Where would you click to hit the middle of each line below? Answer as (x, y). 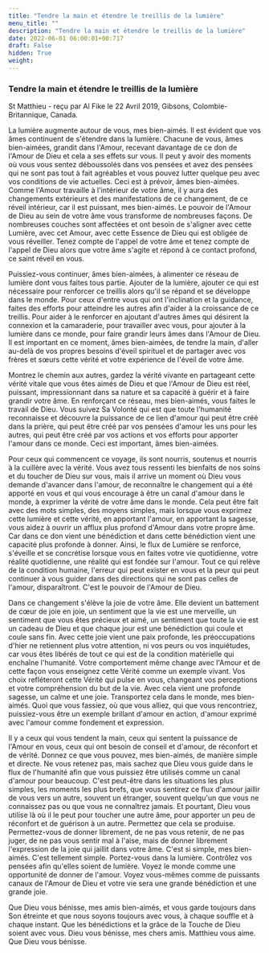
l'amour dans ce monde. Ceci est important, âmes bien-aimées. (114, 444)
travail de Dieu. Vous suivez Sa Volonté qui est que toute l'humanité (120, 409)
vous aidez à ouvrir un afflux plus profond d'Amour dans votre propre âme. (132, 528)
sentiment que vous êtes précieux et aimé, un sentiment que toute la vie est (133, 620)
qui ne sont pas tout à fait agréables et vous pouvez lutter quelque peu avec (134, 173)
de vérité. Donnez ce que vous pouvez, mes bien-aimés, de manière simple (133, 755)
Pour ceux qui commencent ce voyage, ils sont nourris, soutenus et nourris (132, 459)
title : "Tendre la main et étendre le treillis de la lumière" (116, 16)
